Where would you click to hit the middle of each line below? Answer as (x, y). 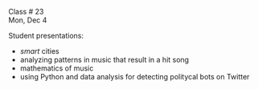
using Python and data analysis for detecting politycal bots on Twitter (135, 77)
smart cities (39, 51)
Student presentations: (46, 36)
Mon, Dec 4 (28, 20)
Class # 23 (26, 12)
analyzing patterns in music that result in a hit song (104, 60)
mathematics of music (57, 68)
